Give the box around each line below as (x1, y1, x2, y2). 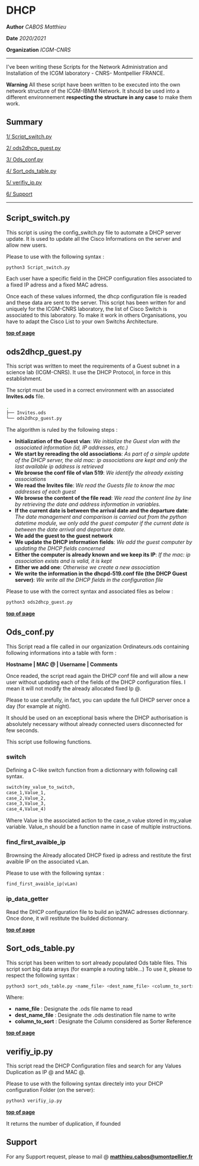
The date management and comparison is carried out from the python (14, 513, 187, 520)
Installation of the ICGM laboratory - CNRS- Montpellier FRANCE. (6, 69, 165, 77)
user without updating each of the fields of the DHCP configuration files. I (6, 678, 185, 686)
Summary (6, 117, 43, 128)
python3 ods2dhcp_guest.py (6, 599, 73, 605)
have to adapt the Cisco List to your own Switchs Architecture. (6, 318, 159, 325)
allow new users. (6, 241, 47, 249)
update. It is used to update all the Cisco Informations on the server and (6, 235, 181, 242)
